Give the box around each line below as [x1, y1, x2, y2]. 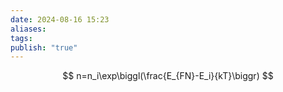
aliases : [10, 24, 47, 34]
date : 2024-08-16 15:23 [10, 14, 110, 25]
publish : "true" [10, 42, 78, 53]
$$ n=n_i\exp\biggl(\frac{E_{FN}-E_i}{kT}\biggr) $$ [62, 70, 274, 82]
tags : [10, 33, 33, 43]
